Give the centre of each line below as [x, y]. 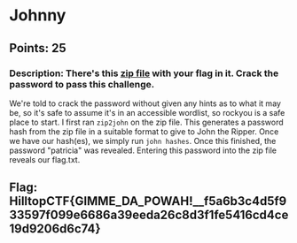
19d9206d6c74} [55, 229]
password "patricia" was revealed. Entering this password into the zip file [143, 150]
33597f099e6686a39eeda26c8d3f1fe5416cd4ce [149, 215]
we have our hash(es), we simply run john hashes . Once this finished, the [143, 140]
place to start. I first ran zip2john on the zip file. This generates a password [146, 122]
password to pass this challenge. [82, 84]
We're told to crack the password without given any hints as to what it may [145, 103]
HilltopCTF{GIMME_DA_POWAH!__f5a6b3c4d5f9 [148, 201]
